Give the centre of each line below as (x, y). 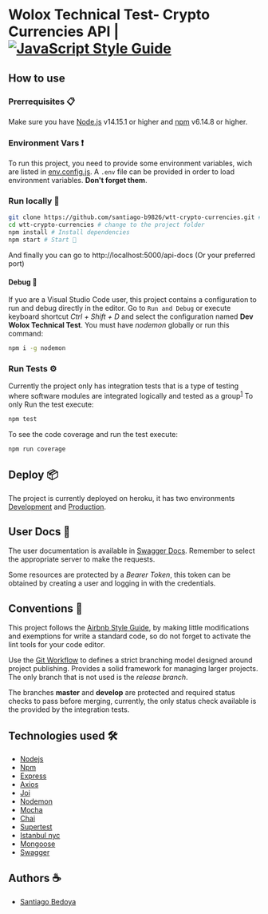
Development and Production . (57, 507)
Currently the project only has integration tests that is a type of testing (124, 386)
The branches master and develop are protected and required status (122, 693)
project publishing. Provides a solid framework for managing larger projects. (133, 669)
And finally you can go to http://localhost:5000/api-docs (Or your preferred (132, 255)
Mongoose (37, 844)
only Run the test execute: (51, 404)
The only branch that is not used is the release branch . (99, 678)
